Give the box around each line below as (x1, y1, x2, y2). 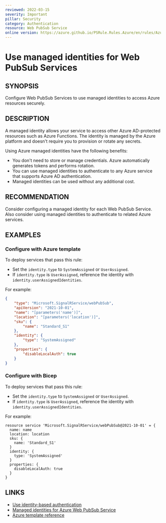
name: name (9, 427, 32, 432)
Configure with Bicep (5, 372, 57, 379)
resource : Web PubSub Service (5, 26, 68, 31)
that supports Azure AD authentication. (12, 173, 92, 179)
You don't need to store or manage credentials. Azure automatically (12, 157, 150, 163)
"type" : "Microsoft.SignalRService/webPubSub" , (14, 301, 114, 306)
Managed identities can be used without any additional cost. (12, 178, 135, 184)
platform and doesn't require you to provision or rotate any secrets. (5, 138, 142, 144)
